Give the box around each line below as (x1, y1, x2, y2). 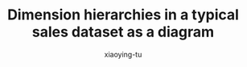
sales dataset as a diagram (31, 23, 215, 41)
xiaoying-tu (104, 49, 142, 59)
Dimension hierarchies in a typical (6, 6, 240, 24)
